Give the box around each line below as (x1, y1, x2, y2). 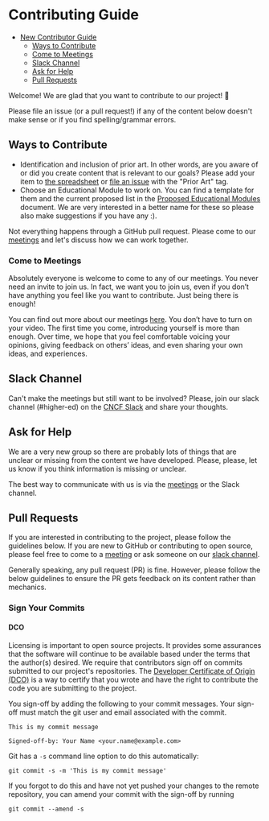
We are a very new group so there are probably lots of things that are (8, 447, 237, 456)
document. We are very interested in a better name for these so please (19, 202, 255, 212)
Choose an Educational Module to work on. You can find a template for (19, 185, 255, 195)
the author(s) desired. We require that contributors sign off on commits (8, 658, 243, 667)
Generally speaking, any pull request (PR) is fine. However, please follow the (8, 565, 261, 575)
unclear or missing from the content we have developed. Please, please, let (8, 455, 258, 464)
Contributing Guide (8, 6, 139, 24)
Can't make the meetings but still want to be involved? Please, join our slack (8, 393, 259, 403)
